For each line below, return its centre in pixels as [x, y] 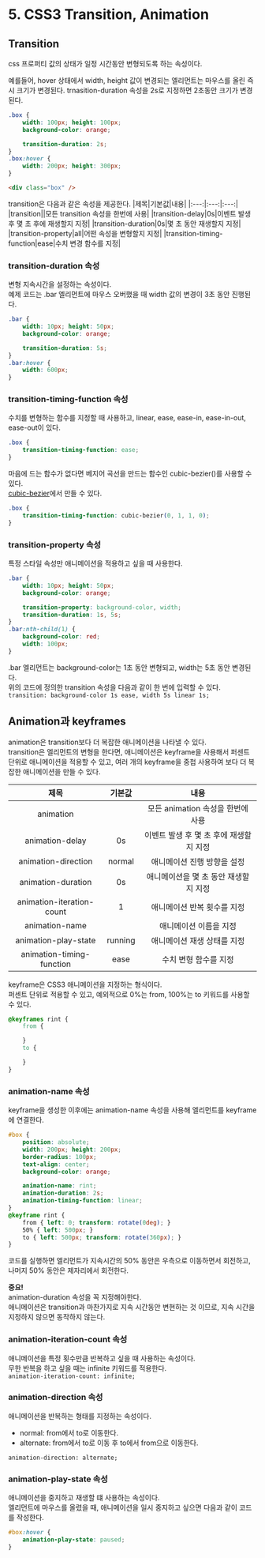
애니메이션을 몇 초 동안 [186, 876]
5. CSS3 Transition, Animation [108, 15]
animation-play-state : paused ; [74, 1540]
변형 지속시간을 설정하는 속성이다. [60, 284]
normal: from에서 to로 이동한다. [69, 1432]
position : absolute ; [56, 1142]
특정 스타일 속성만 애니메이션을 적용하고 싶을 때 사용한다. [95, 563]
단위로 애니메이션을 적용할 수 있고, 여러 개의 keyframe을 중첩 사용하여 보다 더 [127, 762]
